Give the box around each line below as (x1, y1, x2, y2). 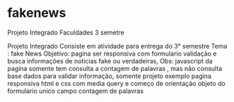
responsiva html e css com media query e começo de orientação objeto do (7, 79, 226, 87)
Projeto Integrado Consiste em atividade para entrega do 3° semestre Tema (7, 42, 228, 50)
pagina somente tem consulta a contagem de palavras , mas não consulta (7, 64, 223, 72)
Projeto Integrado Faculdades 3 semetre (7, 28, 125, 37)
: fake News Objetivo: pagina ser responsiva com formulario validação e (7, 49, 217, 58)
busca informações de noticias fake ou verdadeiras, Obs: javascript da (7, 56, 213, 65)
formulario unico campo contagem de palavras (7, 87, 144, 95)
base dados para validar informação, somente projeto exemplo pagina (7, 72, 212, 80)
